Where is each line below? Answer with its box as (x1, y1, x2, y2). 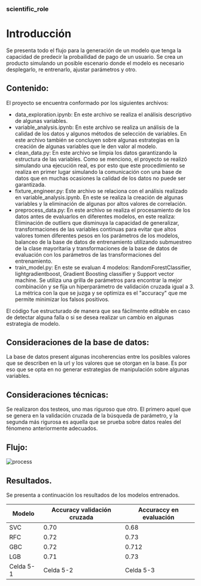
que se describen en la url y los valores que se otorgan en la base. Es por (6, 359, 187, 367)
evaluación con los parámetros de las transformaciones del (14, 251, 162, 258)
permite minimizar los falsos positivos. (14, 296, 109, 303)
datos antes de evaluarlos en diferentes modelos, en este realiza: (14, 212, 176, 220)
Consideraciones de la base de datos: (6, 338, 150, 348)
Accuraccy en (138, 506, 179, 514)
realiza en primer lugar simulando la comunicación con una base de (14, 168, 182, 175)
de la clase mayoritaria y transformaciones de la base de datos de (14, 245, 178, 252)
